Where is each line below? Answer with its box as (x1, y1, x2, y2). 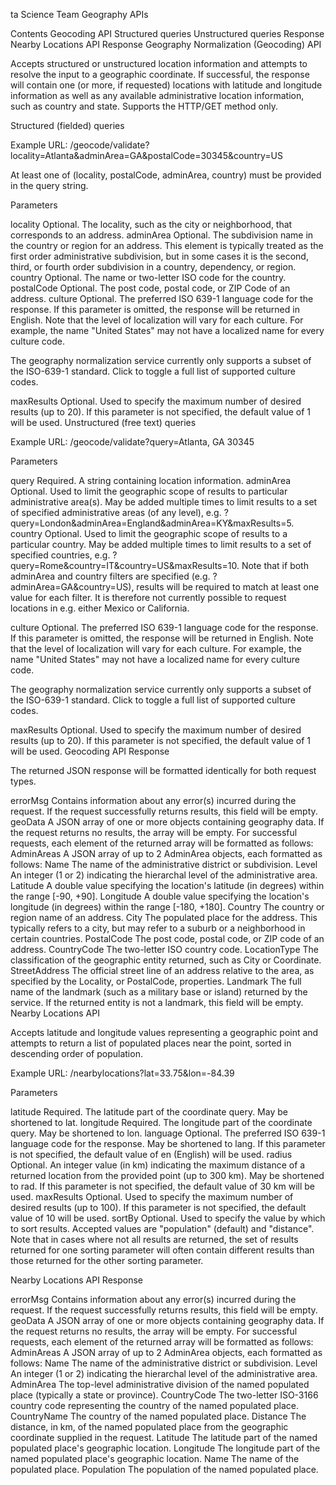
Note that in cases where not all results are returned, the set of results (10, 1234, 299, 1245)
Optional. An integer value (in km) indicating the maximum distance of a (10, 1159, 306, 1171)
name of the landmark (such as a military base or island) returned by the (10, 986, 308, 998)
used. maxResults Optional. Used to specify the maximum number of (10, 1191, 294, 1203)
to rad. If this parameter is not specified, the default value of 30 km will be (10, 1180, 315, 1192)
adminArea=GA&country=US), (10, 581, 135, 593)
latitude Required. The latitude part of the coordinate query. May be (10, 1106, 288, 1118)
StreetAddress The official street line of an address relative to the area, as (10, 965, 315, 976)
